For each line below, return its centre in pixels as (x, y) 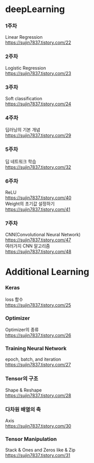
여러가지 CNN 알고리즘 (28, 246)
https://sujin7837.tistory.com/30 (38, 426)
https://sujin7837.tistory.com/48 (38, 252)
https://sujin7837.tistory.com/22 (38, 43)
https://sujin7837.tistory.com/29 (38, 136)
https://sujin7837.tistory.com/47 (38, 240)
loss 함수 (14, 299)
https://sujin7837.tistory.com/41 (38, 209)
